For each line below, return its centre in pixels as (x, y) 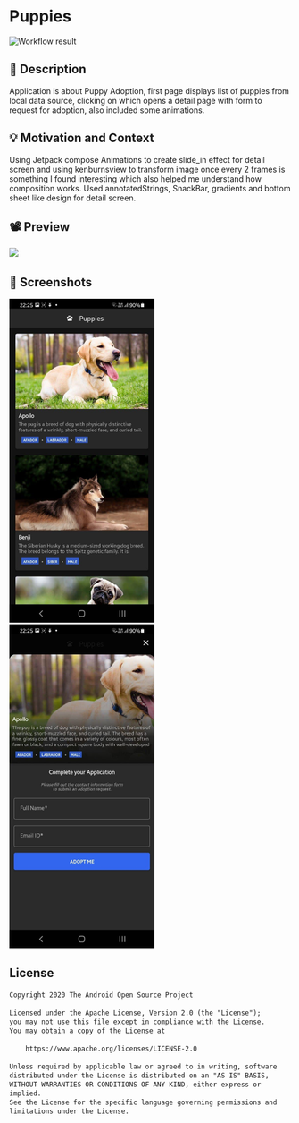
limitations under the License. (69, 1111)
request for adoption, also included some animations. (107, 110)
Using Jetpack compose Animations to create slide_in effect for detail (137, 159)
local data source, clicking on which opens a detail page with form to (136, 100)
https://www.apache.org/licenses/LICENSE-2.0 (112, 1049)
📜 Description (48, 69)
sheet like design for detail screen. (73, 198)
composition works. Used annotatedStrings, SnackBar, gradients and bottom (150, 188)
